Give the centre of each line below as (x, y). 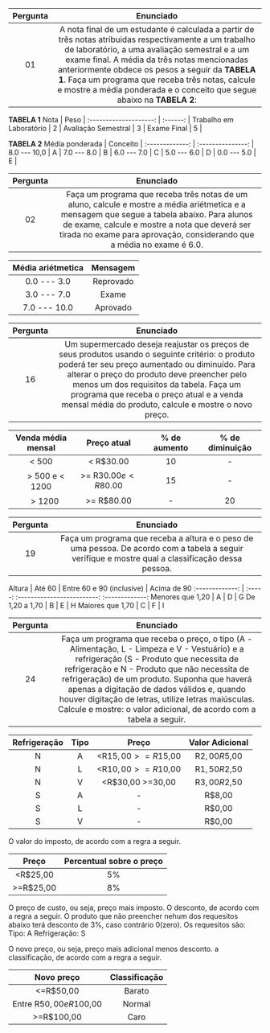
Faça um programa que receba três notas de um (157, 194)
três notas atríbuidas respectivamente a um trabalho (157, 39)
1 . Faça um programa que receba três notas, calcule (157, 80)
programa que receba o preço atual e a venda (157, 395)
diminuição (229, 448)
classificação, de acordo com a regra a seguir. (85, 957)
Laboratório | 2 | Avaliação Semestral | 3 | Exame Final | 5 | (105, 128)
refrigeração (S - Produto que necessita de (157, 659)
